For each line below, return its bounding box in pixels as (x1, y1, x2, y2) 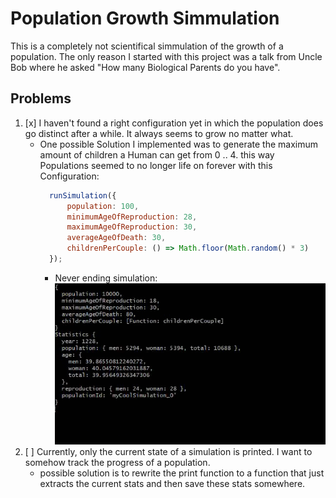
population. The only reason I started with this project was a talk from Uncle (10, 50, 323, 62)
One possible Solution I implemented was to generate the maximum (39, 138, 318, 150)
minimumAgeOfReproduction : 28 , (66, 212, 198, 222)
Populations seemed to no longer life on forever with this (39, 159, 273, 171)
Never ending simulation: (54, 272, 158, 284)
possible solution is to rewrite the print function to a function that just (39, 467, 325, 479)
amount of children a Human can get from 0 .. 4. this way (39, 148, 275, 161)
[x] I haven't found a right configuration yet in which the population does (24, 117, 324, 129)
